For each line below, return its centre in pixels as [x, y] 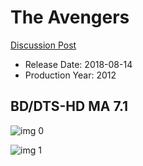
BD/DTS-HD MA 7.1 [69, 106]
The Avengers [70, 17]
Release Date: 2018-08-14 [78, 64]
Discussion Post [43, 45]
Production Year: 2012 [70, 75]
